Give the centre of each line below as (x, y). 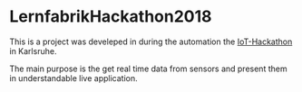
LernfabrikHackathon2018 (111, 17)
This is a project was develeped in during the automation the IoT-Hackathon (151, 41)
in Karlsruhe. (33, 51)
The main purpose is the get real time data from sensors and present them (148, 69)
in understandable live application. (73, 78)
